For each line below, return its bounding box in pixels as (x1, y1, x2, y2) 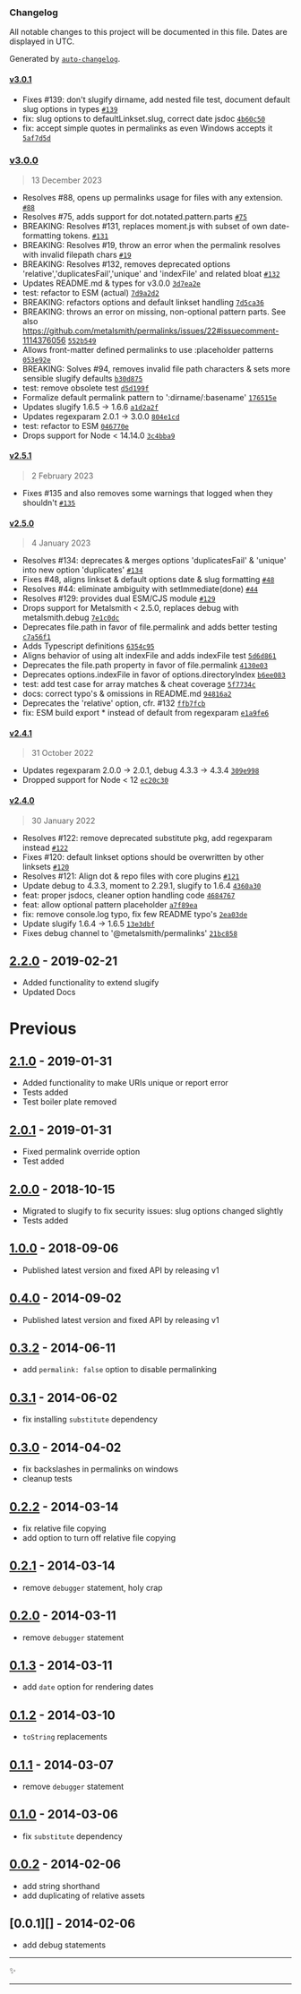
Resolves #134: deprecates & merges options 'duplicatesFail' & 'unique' (21, 555, 287, 566)
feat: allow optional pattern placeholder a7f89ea (21, 898, 198, 910)
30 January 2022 (30, 815, 96, 826)
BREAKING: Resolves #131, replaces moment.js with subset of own (21, 220, 268, 231)
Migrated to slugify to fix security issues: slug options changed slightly (21, 1206, 284, 1216)
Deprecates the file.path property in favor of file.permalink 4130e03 (21, 660, 269, 671)
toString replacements (21, 1732, 107, 1742)
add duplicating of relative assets (21, 1890, 145, 1901)
